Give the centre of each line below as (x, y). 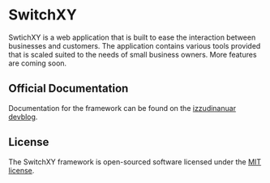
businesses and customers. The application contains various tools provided (135, 45)
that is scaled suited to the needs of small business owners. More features (133, 54)
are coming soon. (38, 63)
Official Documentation (69, 89)
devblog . (23, 117)
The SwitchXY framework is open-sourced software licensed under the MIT (135, 162)
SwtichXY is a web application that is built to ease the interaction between (132, 37)
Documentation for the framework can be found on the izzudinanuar (122, 108)
